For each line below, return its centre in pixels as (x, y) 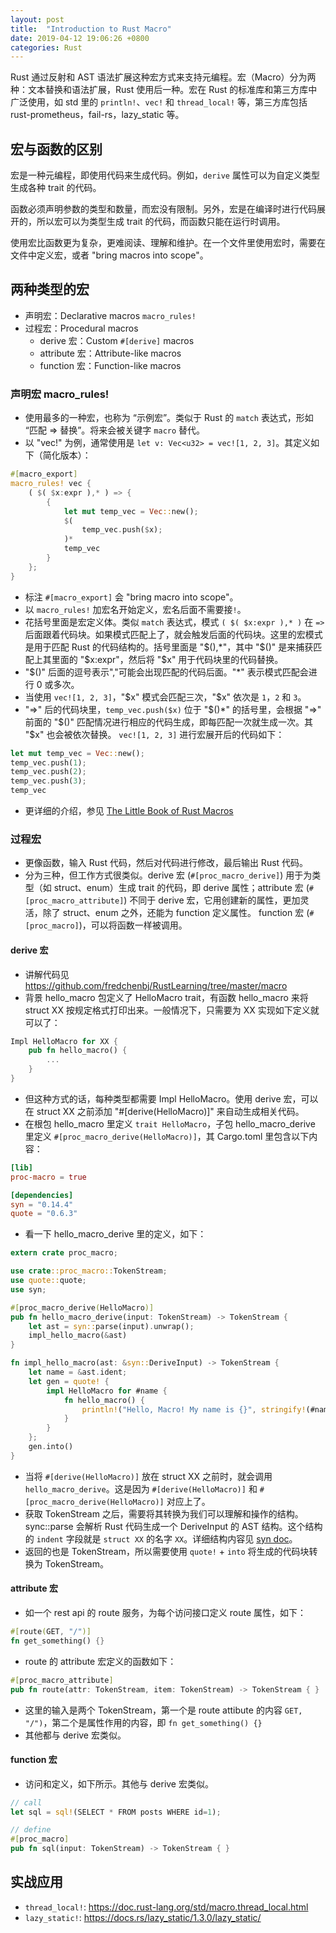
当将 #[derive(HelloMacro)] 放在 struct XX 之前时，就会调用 (148, 1476)
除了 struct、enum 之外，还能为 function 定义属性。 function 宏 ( (176, 913)
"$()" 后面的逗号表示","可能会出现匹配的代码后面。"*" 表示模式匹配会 (166, 672)
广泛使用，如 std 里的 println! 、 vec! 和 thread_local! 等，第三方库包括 (159, 102)
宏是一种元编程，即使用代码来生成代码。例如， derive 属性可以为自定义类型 (165, 175)
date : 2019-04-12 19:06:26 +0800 (80, 38)
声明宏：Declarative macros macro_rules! (110, 315)
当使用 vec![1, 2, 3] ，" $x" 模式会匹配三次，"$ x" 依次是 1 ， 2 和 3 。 (165, 697)
